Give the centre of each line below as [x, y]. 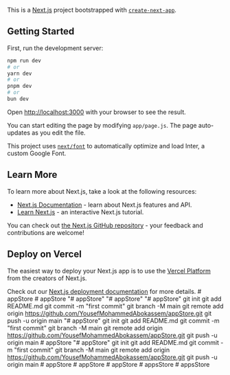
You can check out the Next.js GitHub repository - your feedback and [105, 225]
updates [19, 133]
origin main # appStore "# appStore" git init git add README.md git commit [113, 342]
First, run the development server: [55, 48]
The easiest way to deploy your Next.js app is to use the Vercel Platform [109, 271]
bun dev [18, 99]
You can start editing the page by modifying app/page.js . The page [102, 125]
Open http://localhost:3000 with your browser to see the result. [97, 112]
